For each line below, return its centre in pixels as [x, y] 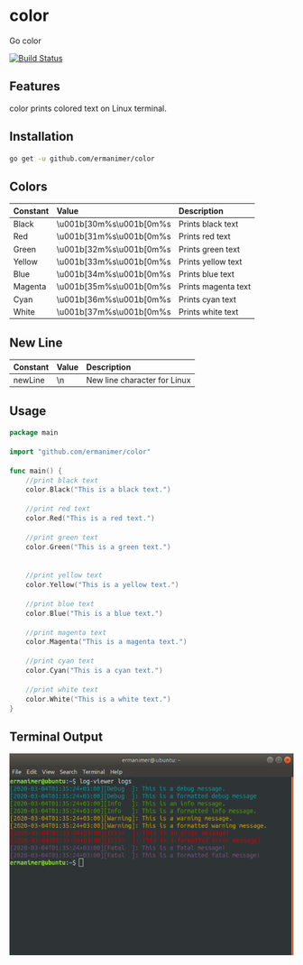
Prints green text [210, 249]
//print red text [58, 509]
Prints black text [209, 224]
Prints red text [205, 236]
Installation [41, 137]
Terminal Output [56, 736]
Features [35, 87]
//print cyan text [60, 661]
